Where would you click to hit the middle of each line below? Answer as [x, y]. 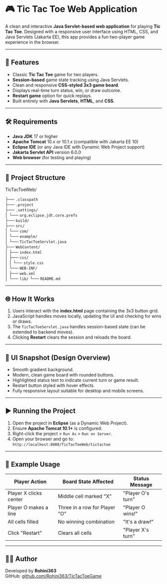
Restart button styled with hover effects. [53, 385]
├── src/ [15, 226]
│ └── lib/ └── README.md [33, 279]
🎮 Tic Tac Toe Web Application [71, 9]
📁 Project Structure [35, 177]
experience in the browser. [33, 42]
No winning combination [86, 521]
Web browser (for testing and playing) [52, 157]
